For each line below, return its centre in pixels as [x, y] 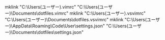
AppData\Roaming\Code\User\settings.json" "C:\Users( [70, 26]
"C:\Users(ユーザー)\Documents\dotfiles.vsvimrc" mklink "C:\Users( [76, 19]
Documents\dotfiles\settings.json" [48, 32]
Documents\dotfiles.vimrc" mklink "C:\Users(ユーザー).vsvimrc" [79, 13]
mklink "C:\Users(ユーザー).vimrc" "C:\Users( [52, 7]
